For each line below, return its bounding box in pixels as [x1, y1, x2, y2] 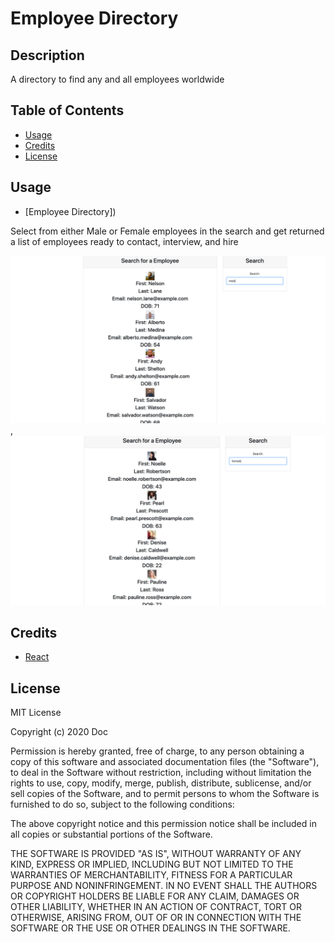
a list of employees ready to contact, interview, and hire [10, 235, 239, 247]
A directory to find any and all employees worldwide [10, 73, 225, 85]
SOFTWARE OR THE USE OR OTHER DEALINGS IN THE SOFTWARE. [10, 922, 291, 934]
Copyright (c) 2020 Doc [10, 726, 108, 738]
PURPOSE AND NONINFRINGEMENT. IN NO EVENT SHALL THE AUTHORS [10, 880, 318, 892]
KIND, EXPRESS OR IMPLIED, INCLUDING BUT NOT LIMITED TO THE [10, 858, 294, 871]
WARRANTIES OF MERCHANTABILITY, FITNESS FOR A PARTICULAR [10, 869, 293, 881]
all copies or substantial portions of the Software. [10, 828, 213, 841]
